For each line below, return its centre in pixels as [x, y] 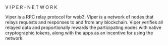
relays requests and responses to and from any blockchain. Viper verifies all [84, 22]
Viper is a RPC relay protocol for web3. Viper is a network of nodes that [79, 17]
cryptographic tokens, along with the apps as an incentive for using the [79, 33]
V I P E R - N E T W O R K [31, 7]
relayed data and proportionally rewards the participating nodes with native [83, 27]
